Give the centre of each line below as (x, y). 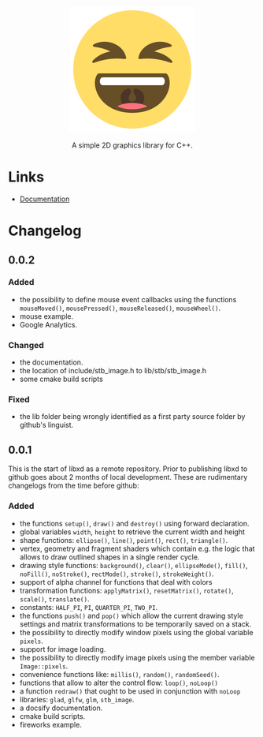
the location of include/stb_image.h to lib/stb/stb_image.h (113, 371)
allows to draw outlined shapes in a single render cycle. (109, 557)
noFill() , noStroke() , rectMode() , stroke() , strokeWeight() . (117, 574)
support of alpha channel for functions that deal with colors (116, 582)
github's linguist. (46, 425)
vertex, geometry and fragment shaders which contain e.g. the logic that (137, 548)
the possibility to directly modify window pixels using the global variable (136, 632)
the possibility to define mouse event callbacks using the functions (128, 299)
